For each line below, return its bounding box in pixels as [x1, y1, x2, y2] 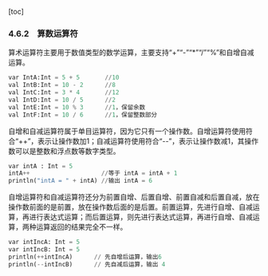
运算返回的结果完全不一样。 [35, 223, 128, 232]
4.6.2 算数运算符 [8, 28, 78, 39]
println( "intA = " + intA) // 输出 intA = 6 [8, 177, 153, 185]
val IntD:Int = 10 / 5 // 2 [8, 96, 116, 104]
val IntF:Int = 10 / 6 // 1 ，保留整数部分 [8, 111, 158, 119]
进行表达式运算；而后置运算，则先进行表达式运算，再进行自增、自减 [29, 212, 253, 222]
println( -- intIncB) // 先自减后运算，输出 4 [8, 260, 166, 268]
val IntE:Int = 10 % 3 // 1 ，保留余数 [8, 103, 146, 111]
